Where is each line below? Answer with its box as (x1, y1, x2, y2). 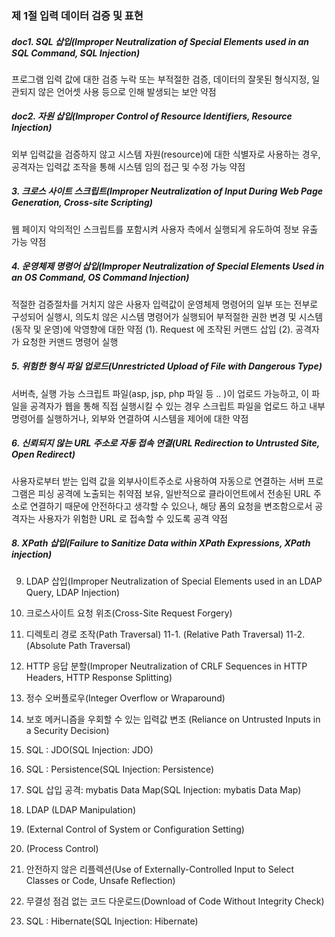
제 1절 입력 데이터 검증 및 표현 (11, 8, 144, 22)
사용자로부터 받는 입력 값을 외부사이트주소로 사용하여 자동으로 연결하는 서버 (11, 475, 306, 487)
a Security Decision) (25, 724, 110, 736)
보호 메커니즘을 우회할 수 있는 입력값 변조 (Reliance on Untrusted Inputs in (25, 713, 321, 725)
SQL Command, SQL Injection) (11, 47, 141, 59)
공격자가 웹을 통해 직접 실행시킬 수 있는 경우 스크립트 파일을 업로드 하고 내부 (29, 400, 326, 412)
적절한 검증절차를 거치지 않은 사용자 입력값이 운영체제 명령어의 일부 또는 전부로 (11, 298, 319, 310)
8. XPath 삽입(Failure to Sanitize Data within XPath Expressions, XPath (11, 537, 311, 549)
